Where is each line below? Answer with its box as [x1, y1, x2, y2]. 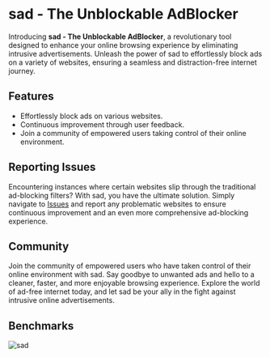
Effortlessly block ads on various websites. [19, 111, 163, 121]
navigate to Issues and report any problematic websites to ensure [8, 199, 226, 209]
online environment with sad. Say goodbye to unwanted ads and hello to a [8, 270, 255, 279]
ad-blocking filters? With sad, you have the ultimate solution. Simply [8, 190, 235, 200]
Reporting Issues [8, 160, 96, 174]
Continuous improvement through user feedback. [19, 119, 184, 130]
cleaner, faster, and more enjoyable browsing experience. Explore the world [8, 278, 260, 288]
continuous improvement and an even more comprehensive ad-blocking [8, 207, 249, 217]
